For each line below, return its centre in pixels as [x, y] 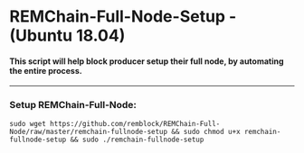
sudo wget [28, 123]
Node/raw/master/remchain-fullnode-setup [89, 131]
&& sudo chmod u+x [206, 131]
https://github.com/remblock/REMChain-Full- [135, 123]
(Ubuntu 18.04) [67, 36]
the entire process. [46, 70]
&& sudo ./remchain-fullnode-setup [137, 139]
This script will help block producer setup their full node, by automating [147, 61]
